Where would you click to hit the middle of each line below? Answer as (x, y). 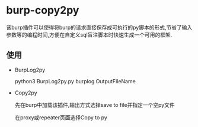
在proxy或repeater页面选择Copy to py (61, 117)
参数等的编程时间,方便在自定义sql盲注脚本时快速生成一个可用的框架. (89, 35)
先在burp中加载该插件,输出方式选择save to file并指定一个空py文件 (95, 105)
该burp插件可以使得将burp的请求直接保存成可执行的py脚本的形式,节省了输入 (99, 27)
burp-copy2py (43, 10)
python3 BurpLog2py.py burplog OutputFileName (75, 81)
